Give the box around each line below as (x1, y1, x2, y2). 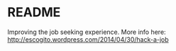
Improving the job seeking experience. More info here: (7, 28, 166, 36)
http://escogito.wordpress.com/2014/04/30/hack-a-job (7, 35, 169, 43)
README (7, 4, 61, 21)
